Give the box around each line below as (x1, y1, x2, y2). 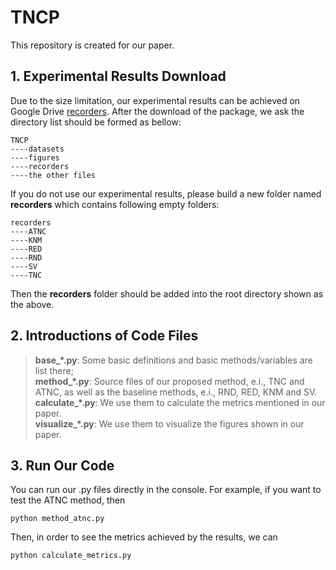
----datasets (10, 144, 65, 154)
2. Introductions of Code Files (10, 327, 199, 345)
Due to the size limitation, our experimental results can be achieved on (10, 94, 301, 106)
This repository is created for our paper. (10, 39, 175, 51)
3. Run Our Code (10, 457, 115, 474)
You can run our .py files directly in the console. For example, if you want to (10, 484, 322, 496)
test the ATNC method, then (10, 494, 126, 506)
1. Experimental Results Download (10, 68, 227, 85)
